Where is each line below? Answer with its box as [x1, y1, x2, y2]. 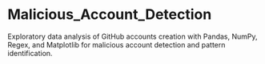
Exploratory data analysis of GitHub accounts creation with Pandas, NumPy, [7, 32, 258, 41]
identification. [7, 48, 53, 58]
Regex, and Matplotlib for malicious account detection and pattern [7, 40, 226, 49]
